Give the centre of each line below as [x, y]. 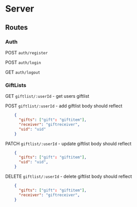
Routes [17, 27]
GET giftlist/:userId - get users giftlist [47, 96]
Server [20, 9]
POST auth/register [26, 52]
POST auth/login [23, 62]
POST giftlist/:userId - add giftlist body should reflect [64, 106]
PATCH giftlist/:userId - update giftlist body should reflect [68, 144]
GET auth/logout [23, 72]
